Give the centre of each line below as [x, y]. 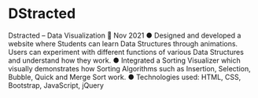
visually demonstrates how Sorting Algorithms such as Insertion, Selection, [129, 68]
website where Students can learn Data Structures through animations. [123, 43]
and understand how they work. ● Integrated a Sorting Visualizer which [125, 60]
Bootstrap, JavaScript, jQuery [56, 85]
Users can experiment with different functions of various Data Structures [126, 52]
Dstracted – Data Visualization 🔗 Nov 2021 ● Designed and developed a [125, 35]
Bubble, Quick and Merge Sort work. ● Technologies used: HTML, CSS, [125, 77]
